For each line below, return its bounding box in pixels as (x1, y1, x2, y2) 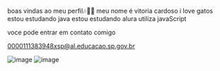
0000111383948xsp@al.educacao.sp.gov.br (7, 42, 136, 50)
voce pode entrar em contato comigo (7, 28, 116, 37)
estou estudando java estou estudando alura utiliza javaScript (7, 15, 187, 22)
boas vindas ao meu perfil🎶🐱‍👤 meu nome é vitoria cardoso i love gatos (7, 7, 214, 15)
